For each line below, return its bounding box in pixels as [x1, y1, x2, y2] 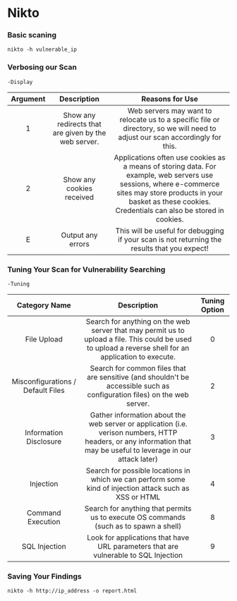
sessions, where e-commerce [119, 178, 220, 188]
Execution [27, 517, 61, 527]
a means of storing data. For [123, 161, 217, 171]
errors [69, 238, 90, 248]
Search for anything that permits [84, 504, 192, 514]
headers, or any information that [84, 437, 192, 447]
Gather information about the [90, 411, 186, 420]
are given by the [52, 128, 107, 138]
